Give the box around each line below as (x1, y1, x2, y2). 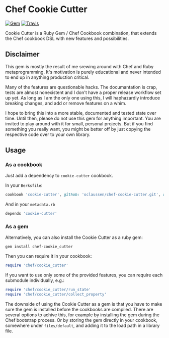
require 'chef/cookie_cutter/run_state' (5, 287, 92, 293)
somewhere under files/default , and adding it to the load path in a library (5, 322, 160, 329)
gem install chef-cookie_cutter (5, 244, 73, 250)
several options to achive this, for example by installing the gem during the (5, 312, 160, 318)
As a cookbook (5, 161, 43, 168)
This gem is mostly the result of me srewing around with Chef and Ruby (5, 63, 154, 69)
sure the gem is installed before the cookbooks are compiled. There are (5, 307, 153, 313)
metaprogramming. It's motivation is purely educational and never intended (5, 69, 161, 75)
